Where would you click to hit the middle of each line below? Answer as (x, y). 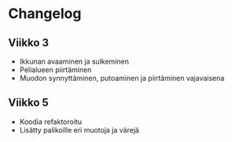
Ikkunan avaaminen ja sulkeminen (74, 61)
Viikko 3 (29, 43)
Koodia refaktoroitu (51, 122)
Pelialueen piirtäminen (55, 70)
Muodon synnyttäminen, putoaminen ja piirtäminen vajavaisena (122, 78)
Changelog (45, 14)
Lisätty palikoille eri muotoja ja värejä (79, 129)
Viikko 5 (28, 103)
